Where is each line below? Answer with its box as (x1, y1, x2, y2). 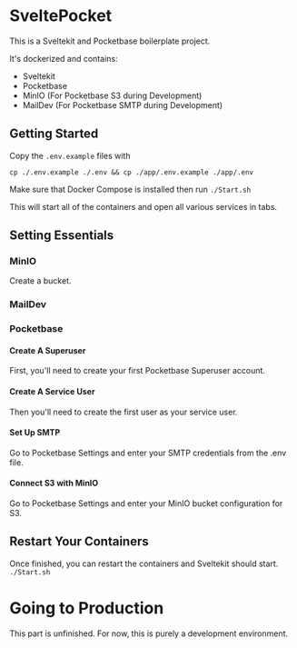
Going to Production (9, 598, 164, 619)
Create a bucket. (9, 275, 72, 286)
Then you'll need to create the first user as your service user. (9, 406, 238, 417)
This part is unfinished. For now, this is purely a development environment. (9, 628, 289, 639)
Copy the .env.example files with (9, 150, 131, 161)
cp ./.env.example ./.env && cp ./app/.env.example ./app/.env (9, 167, 254, 177)
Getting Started (9, 126, 99, 142)
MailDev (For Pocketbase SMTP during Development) (22, 99, 223, 110)
